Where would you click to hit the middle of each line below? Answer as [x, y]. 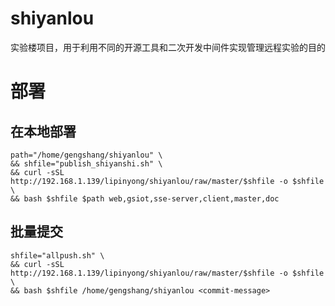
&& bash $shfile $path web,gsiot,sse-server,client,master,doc [145, 198]
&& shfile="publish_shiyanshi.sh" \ [86, 163]
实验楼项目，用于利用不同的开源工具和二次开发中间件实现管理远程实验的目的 [168, 47]
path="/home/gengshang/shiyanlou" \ [86, 155]
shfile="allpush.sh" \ [57, 255]
